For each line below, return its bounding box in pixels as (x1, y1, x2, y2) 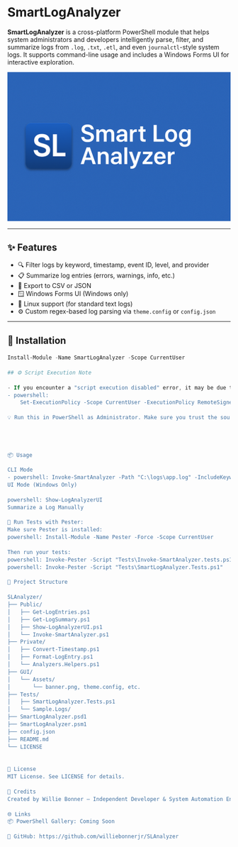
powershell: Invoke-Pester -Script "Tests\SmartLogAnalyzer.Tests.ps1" (7, 563, 223, 571)
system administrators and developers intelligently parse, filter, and (7, 35, 204, 43)
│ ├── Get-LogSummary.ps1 (7, 616, 91, 623)
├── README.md (7, 736, 50, 743)
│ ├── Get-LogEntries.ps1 (7, 608, 91, 616)
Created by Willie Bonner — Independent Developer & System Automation (7, 795, 223, 802)
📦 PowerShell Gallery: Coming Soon (7, 818, 115, 825)
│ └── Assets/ (7, 675, 55, 683)
